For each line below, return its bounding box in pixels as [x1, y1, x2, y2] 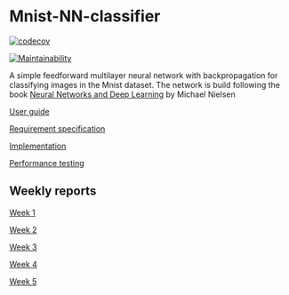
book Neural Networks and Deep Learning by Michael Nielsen [9, 89, 236, 100]
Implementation [9, 140, 67, 151]
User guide [9, 106, 51, 116]
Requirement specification [9, 123, 106, 134]
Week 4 [9, 259, 38, 269]
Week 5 [9, 275, 37, 286]
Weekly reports [9, 184, 97, 199]
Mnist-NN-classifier [9, 6, 161, 27]
